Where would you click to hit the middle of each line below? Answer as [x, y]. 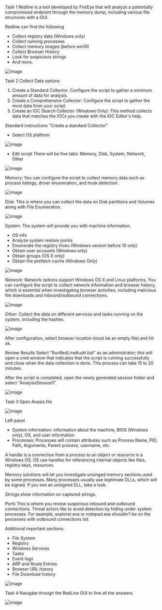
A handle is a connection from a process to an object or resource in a [74, 455]
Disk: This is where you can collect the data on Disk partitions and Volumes [80, 202]
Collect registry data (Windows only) [49, 36]
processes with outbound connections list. [47, 519]
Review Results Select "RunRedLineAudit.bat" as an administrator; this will [79, 353]
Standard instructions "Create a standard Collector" [56, 125]
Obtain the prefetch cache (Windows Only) [55, 261]
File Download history [34, 574]
